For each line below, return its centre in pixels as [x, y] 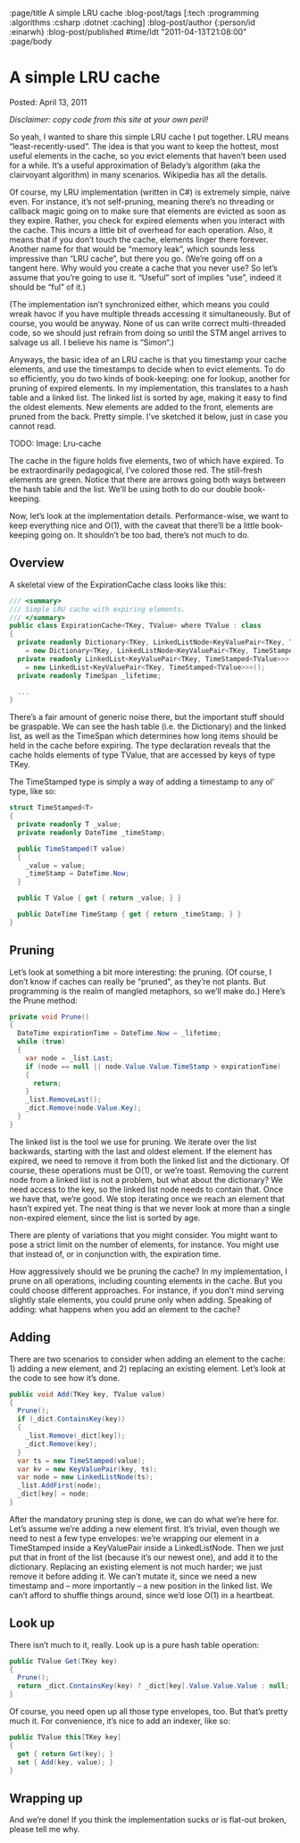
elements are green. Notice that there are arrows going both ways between [147, 479]
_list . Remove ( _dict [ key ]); [75, 1436]
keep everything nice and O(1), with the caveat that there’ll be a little [134, 525]
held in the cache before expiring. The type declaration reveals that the [140, 746]
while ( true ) [42, 1042]
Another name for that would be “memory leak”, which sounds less [132, 248]
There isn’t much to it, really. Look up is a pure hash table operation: [134, 1645]
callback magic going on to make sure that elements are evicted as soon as [148, 211]
